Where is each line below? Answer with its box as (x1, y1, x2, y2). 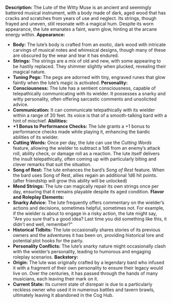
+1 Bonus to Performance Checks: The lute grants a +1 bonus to (12, 123, 150, 129)
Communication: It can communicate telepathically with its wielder (12, 107, 155, 113)
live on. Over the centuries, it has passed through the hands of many (12, 270, 158, 276)
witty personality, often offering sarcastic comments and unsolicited (12, 96, 157, 102)
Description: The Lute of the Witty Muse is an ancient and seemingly (5, 5, 151, 10)
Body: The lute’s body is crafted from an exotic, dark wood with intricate (12, 42, 166, 48)
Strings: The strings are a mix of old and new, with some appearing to (12, 58, 161, 64)
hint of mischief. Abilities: (12, 118, 68, 124)
